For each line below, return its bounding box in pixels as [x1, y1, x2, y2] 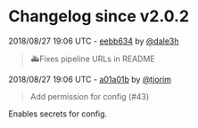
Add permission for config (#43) [29, 91, 150, 101]
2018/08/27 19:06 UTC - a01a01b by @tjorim [8, 74, 171, 84]
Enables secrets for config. [8, 108, 108, 119]
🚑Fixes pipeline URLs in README [29, 53, 155, 64]
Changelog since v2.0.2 [8, 6, 189, 27]
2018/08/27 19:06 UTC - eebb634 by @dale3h [8, 36, 179, 46]
